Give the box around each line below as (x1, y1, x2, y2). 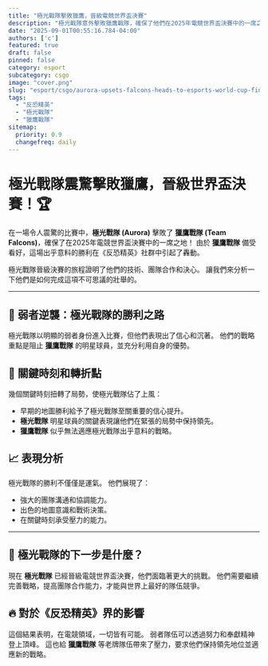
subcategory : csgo (8, 71, 69, 79)
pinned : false (8, 57, 56, 65)
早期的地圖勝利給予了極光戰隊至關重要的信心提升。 (19, 406, 188, 416)
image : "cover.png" (8, 78, 73, 86)
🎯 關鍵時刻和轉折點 (8, 366, 102, 380)
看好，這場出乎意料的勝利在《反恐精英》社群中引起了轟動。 (8, 248, 204, 257)
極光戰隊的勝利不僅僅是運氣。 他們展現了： (8, 477, 150, 488)
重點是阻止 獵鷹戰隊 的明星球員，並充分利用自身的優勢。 (8, 341, 194, 350)
